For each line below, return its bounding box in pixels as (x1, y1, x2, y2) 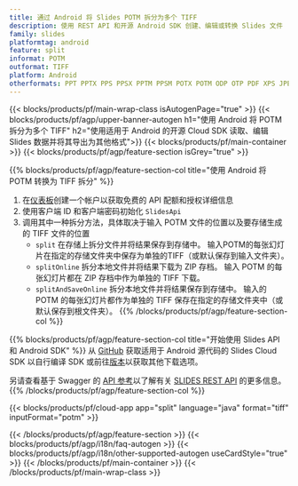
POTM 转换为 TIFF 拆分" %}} (9, 175, 114, 187)
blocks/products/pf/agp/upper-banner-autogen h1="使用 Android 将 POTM (9, 114, 282, 124)
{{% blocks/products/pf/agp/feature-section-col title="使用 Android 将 (9, 164, 267, 175)
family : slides (9, 29, 66, 38)
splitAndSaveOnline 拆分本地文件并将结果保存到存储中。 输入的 (35, 283, 268, 294)
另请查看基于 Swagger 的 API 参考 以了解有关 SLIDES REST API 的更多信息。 (9, 375, 286, 386)
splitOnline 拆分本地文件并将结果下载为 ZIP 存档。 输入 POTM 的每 (35, 261, 283, 272)
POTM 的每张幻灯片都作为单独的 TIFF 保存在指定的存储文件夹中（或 (35, 294, 284, 305)
